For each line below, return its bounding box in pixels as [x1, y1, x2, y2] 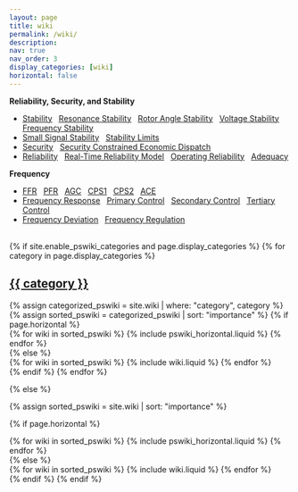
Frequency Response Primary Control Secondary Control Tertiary [21, 195, 276, 205]
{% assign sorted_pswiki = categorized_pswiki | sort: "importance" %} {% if [9, 309, 289, 320]
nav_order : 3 [9, 54, 58, 63]
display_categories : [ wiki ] [9, 63, 114, 72]
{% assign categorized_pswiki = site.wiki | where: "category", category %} [9, 300, 284, 311]
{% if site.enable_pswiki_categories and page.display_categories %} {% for [9, 240, 286, 251]
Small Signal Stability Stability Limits [21, 131, 160, 143]
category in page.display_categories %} [9, 250, 156, 261]
